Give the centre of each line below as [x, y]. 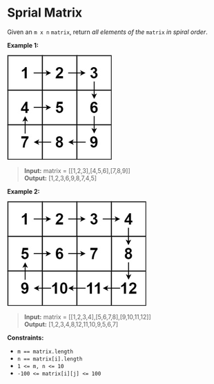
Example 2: [23, 191]
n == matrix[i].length [50, 359]
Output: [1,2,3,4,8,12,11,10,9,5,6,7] [71, 324]
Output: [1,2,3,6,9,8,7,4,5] [60, 178]
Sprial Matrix [45, 13]
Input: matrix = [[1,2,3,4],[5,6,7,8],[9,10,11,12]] [88, 317]
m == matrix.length [45, 351]
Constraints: [26, 338]
